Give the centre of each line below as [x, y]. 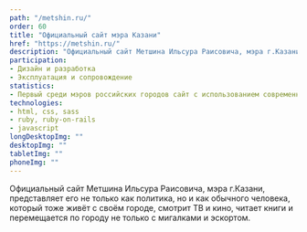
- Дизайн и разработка [53, 69]
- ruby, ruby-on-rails [53, 120]
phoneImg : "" [34, 162]
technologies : [37, 103]
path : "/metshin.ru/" [51, 18]
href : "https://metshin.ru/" [65, 43]
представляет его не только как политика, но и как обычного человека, [150, 198]
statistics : [32, 86]
